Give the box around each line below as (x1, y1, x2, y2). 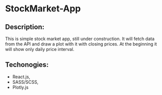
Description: (5, 23, 45, 31)
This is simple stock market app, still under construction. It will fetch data (5, 36, 155, 42)
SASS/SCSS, (12, 79, 39, 85)
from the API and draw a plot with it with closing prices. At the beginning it (5, 41, 158, 47)
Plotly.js (12, 84, 29, 90)
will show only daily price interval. (5, 47, 75, 52)
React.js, (12, 74, 31, 80)
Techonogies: (5, 60, 49, 69)
